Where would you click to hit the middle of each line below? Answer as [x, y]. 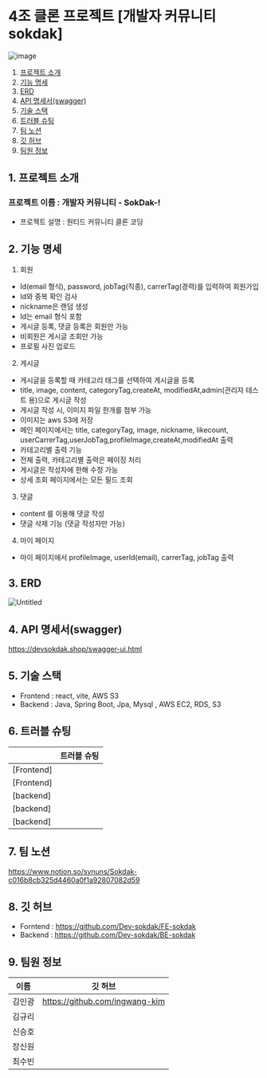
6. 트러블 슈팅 [40, 731]
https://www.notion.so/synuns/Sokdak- [73, 871]
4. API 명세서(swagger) [65, 629]
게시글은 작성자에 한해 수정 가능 [69, 470]
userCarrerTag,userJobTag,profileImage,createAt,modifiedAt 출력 [126, 440]
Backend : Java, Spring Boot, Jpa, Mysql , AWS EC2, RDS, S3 [120, 704]
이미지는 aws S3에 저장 [57, 420]
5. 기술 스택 [35, 676]
